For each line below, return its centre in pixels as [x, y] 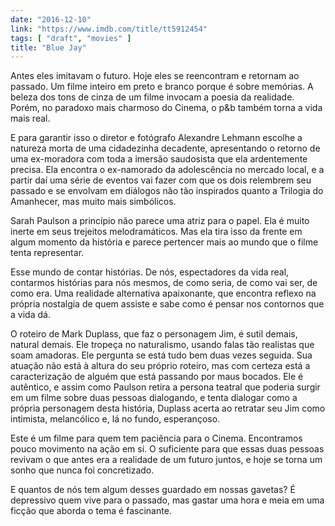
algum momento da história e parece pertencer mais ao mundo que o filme [164, 242]
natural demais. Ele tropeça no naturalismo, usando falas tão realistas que [162, 345]
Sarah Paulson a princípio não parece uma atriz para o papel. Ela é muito [160, 221]
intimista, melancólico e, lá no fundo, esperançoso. [115, 419]
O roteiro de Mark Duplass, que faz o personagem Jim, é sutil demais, [154, 334]
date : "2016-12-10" [51, 19]
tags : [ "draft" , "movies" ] [71, 38]
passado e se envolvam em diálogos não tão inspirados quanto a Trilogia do [167, 191]
